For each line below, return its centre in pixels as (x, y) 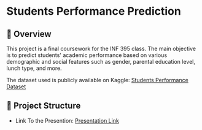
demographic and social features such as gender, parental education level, (101, 62)
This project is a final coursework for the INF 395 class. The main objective (101, 48)
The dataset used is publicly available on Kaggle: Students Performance (97, 80)
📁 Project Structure (44, 106)
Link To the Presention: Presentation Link (67, 120)
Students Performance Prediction (94, 11)
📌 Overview (29, 34)
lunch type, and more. (34, 68)
